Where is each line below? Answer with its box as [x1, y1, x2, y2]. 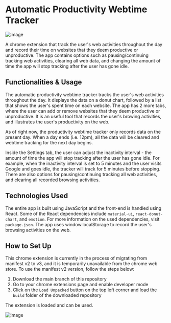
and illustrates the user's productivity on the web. [5, 119, 110, 125]
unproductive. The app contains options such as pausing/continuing [5, 52, 149, 58]
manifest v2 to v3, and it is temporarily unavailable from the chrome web [5, 261, 158, 267]
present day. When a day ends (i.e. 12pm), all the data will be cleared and [5, 134, 159, 140]
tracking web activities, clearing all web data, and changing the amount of [5, 57, 161, 63]
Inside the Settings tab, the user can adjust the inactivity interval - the [5, 149, 152, 156]
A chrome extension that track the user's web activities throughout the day [5, 41, 162, 47]
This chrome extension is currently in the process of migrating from [5, 255, 147, 262]
